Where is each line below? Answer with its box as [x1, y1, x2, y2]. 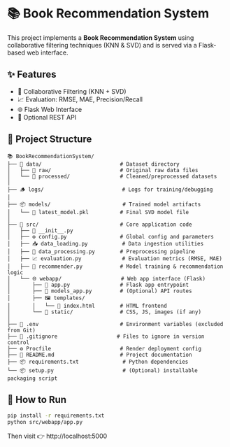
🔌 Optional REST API [17, 113, 77, 121]
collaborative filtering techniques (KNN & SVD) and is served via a [7, 41, 197, 49]
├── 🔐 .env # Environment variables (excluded [7, 320, 224, 327]
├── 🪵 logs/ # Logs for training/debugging [7, 186, 213, 193]
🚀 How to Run [7, 393, 67, 406]
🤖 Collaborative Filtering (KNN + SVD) [17, 87, 127, 95]
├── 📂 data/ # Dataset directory [7, 160, 180, 168]
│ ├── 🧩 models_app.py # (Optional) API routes [7, 288, 192, 295]
